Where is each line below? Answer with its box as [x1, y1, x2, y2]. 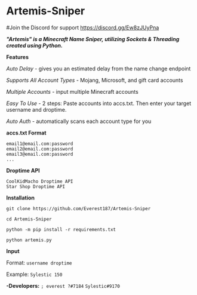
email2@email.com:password [6, 146, 73, 152]
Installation [6, 194, 35, 201]
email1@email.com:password [6, 140, 73, 147]
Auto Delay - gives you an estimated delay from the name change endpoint [6, 64, 191, 72]
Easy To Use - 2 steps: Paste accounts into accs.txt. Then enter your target [6, 100, 192, 107]
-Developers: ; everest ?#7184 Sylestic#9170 [6, 282, 121, 289]
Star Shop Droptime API [6, 183, 66, 189]
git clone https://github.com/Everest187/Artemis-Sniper [6, 205, 151, 211]
